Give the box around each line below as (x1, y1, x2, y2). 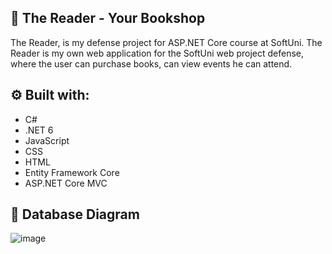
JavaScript (24, 134, 70, 146)
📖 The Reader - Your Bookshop (10, 10, 206, 27)
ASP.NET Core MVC (24, 177, 108, 189)
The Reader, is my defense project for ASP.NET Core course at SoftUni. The (10, 36, 323, 48)
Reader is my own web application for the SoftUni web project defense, (10, 47, 305, 59)
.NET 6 (24, 124, 54, 136)
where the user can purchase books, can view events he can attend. (10, 57, 293, 70)
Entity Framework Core (24, 166, 120, 178)
